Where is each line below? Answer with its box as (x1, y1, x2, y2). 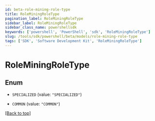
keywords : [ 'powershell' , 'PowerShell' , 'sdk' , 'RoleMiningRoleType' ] (5, 30, 151, 34)
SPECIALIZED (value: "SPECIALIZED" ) (12, 91, 82, 97)
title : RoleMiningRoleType (5, 12, 60, 16)
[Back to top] (5, 110, 31, 116)
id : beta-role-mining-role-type (5, 7, 70, 12)
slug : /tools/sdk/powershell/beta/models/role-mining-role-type (5, 34, 138, 39)
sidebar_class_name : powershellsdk (5, 25, 77, 30)
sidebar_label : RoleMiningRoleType (5, 20, 77, 26)
